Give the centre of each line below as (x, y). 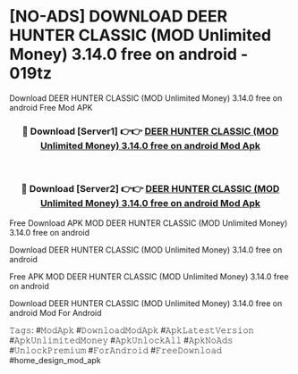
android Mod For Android (55, 312)
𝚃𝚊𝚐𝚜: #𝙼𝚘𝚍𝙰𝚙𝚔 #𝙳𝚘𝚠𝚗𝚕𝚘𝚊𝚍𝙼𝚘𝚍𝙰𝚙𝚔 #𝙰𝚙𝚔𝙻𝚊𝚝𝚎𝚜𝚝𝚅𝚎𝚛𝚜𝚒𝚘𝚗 (132, 330)
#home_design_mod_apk (55, 360)
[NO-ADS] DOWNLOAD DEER (119, 17)
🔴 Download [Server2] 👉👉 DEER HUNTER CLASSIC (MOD (150, 189)
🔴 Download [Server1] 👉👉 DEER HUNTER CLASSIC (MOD (150, 131)
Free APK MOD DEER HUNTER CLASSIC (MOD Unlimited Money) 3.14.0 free (149, 276)
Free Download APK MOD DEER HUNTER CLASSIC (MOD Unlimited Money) (149, 223)
